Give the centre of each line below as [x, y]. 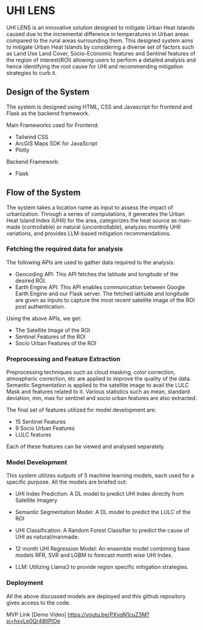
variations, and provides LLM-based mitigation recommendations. [89, 233]
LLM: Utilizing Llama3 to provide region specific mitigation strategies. [102, 567]
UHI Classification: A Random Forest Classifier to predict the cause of [102, 531]
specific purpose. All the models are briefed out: [67, 482]
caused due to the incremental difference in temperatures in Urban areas [98, 34]
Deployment [25, 583]
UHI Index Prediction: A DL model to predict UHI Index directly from [99, 494]
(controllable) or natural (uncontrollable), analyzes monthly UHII [101, 227]
